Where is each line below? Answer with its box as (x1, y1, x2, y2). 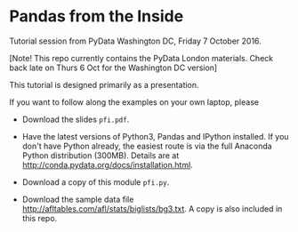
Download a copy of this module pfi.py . (21, 176, 170, 188)
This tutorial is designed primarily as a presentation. (9, 79, 199, 90)
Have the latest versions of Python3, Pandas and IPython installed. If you (21, 131, 289, 141)
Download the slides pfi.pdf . (21, 114, 130, 124)
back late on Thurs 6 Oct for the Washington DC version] (9, 62, 218, 73)
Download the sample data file (21, 194, 134, 204)
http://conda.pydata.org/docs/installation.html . (21, 159, 193, 170)
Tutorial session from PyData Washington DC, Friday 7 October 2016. (9, 36, 262, 46)
